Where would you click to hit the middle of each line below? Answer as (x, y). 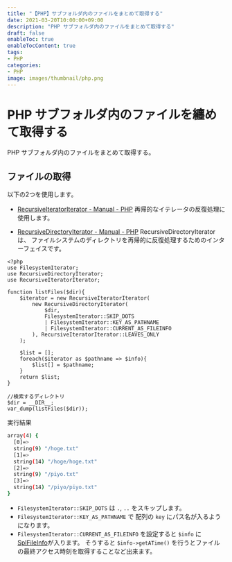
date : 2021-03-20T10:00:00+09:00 (55, 20)
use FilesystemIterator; (43, 268)
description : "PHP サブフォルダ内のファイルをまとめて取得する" (91, 26)
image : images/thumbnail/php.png (55, 78)
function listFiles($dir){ (46, 292)
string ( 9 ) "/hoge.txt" (46, 448)
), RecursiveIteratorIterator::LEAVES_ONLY (96, 335)
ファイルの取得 (39, 177)
